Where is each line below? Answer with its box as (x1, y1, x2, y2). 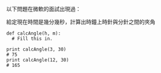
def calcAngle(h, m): (6, 30, 61, 36)
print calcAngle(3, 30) (6, 46, 67, 52)
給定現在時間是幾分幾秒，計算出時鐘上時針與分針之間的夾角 (6, 18, 156, 26)
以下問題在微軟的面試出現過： (6, 5, 81, 12)
